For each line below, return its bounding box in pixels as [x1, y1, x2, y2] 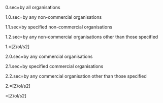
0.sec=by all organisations [5, 5, 60, 10]
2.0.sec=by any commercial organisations [5, 53, 93, 59]
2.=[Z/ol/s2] [5, 83, 30, 89]
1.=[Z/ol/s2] [5, 44, 29, 50]
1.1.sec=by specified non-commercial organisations [5, 24, 113, 30]
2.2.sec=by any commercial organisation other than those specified [5, 73, 147, 79]
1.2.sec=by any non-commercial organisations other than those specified [5, 34, 158, 40]
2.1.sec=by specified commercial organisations [5, 63, 104, 69]
